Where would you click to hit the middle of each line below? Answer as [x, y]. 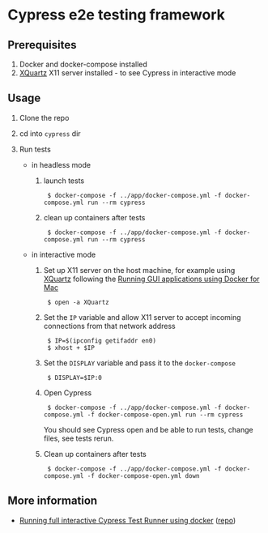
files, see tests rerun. [79, 438]
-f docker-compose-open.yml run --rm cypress [165, 415]
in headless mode [61, 164]
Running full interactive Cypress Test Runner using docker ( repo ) [128, 520]
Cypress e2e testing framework [117, 15]
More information [53, 501]
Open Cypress [68, 392]
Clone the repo [44, 117]
